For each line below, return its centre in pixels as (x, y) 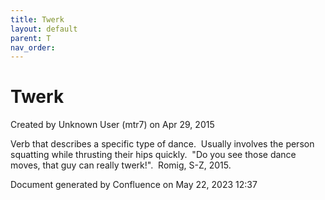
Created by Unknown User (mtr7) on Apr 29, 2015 (112, 125)
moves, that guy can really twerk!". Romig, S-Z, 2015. (121, 165)
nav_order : (33, 47)
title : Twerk (37, 19)
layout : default (44, 29)
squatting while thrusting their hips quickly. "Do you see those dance (153, 155)
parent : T (31, 38)
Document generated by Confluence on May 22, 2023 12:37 (134, 185)
